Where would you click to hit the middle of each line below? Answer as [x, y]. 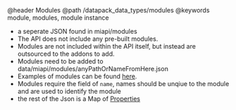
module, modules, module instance [58, 18]
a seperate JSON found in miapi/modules [77, 31]
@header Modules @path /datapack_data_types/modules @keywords [108, 10]
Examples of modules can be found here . [77, 76]
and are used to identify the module [69, 91]
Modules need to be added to [60, 61]
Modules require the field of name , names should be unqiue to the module [123, 84]
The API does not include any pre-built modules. [88, 39]
